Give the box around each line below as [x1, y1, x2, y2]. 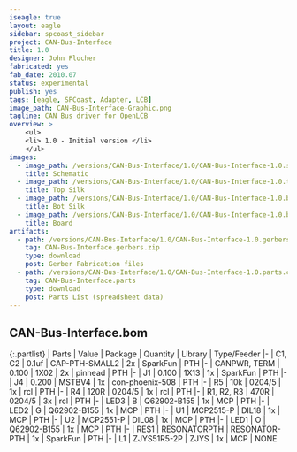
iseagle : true [9, 12, 62, 22]
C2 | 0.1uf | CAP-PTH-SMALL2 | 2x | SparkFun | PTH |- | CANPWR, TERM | [9, 358, 280, 369]
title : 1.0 [9, 46, 49, 55]
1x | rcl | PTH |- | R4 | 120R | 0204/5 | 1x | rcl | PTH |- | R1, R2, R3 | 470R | [9, 387, 275, 397]
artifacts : [9, 226, 49, 235]
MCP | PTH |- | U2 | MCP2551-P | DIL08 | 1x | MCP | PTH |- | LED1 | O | [9, 415, 267, 425]
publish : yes [9, 87, 57, 96]
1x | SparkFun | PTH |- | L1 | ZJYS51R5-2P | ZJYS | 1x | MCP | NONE [31, 433, 278, 444]
